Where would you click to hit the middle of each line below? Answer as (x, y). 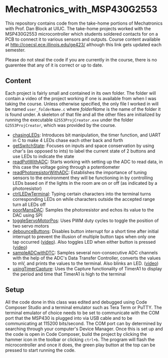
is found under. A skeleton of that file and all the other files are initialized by (83, 114)
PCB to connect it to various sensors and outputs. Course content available (83, 39)
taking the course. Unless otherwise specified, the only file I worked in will (82, 104)
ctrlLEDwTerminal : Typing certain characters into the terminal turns (82, 194)
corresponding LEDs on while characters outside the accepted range (84, 199)
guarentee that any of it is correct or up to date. (54, 65)
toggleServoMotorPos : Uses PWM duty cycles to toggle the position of (86, 221)
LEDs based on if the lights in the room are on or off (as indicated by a (85, 183)
